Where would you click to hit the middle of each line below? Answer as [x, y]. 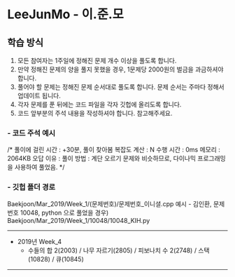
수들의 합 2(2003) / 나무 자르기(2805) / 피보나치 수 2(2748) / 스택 [119, 250]
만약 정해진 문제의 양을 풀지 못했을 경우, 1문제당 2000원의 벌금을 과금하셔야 [120, 69]
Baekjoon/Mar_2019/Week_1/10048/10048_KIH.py [79, 220]
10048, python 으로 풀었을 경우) [64, 212]
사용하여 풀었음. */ [40, 167]
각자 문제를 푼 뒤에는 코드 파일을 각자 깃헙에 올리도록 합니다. [99, 104]
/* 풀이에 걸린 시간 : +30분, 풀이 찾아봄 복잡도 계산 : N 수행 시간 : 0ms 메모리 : [114, 150]
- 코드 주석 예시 [31, 133]
